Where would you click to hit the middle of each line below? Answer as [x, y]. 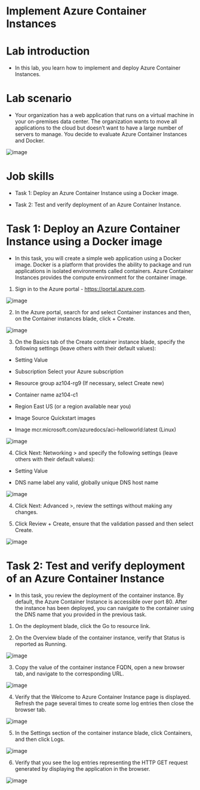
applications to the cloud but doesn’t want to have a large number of [99, 128]
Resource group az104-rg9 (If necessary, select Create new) [89, 383]
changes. [26, 512]
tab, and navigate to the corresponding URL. [69, 674]
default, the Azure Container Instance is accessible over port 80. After [101, 602]
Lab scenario [39, 99]
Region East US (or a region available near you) [73, 406]
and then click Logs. [40, 739]
